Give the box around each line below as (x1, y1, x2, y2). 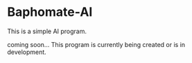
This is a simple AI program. (7, 27, 87, 35)
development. (7, 48, 46, 56)
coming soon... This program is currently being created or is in (7, 40, 186, 48)
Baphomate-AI (7, 4, 93, 20)
